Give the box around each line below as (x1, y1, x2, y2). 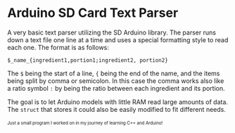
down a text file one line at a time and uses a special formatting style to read (7, 35, 229, 44)
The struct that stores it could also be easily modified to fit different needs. (7, 105, 227, 113)
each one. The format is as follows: (7, 43, 109, 51)
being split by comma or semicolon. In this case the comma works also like (7, 76, 224, 85)
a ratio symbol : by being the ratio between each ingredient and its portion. (7, 84, 225, 92)
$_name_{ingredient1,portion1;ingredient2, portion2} (7, 56, 169, 64)
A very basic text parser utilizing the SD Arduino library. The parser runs (7, 28, 217, 37)
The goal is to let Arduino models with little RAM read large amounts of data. (7, 97, 229, 106)
